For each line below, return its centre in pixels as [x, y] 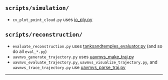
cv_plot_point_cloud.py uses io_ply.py [52, 19]
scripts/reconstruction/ [44, 35]
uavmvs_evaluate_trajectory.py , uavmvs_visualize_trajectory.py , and [85, 62]
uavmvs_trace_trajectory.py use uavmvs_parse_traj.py [69, 67]
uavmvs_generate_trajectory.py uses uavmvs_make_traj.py [73, 56]
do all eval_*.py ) [29, 51]
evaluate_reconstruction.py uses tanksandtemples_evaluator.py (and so [87, 46]
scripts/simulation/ [37, 8]
